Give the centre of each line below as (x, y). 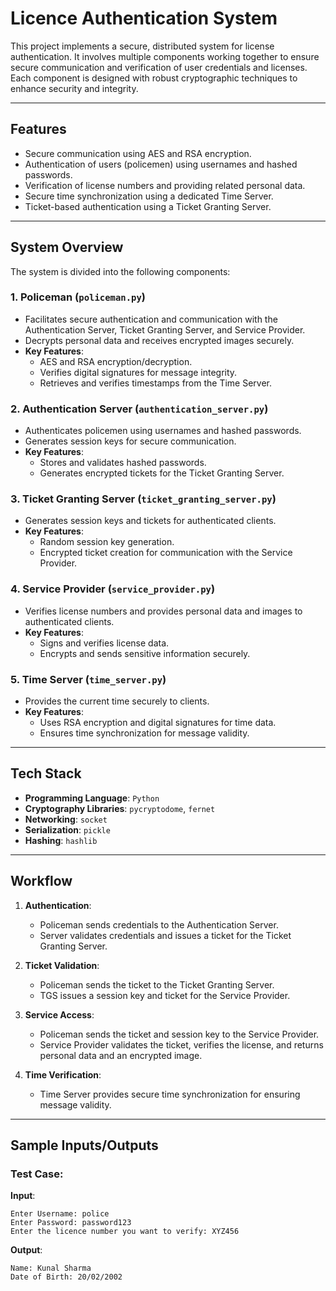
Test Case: (37, 1174)
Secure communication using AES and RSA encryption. (138, 153)
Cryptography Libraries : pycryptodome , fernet (120, 808)
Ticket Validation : (62, 965)
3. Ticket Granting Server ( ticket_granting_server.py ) (143, 499)
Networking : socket (66, 819)
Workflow (41, 881)
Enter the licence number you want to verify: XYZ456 (125, 1232)
